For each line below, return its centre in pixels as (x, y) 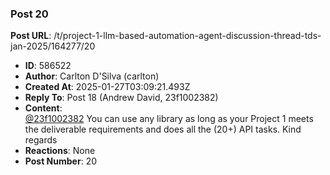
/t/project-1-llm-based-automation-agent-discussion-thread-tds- (187, 36)
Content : (43, 108)
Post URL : (31, 36)
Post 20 (29, 14)
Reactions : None (60, 151)
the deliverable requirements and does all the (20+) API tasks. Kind (163, 129)
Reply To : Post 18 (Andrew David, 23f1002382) (121, 98)
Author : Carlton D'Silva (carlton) (92, 76)
